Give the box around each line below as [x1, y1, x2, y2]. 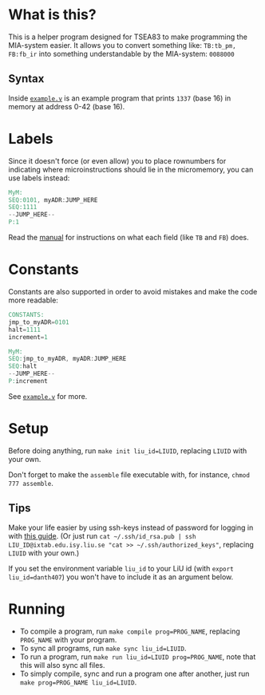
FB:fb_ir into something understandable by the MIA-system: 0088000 [8, 49, 235, 58]
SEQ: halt [8, 362, 38, 370]
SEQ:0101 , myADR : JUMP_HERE [8, 195, 98, 204]
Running [8, 600, 65, 618]
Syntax [8, 72, 45, 85]
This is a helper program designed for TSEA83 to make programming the [8, 32, 247, 41]
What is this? [8, 6, 97, 24]
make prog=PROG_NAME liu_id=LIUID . [19, 677, 137, 687]
